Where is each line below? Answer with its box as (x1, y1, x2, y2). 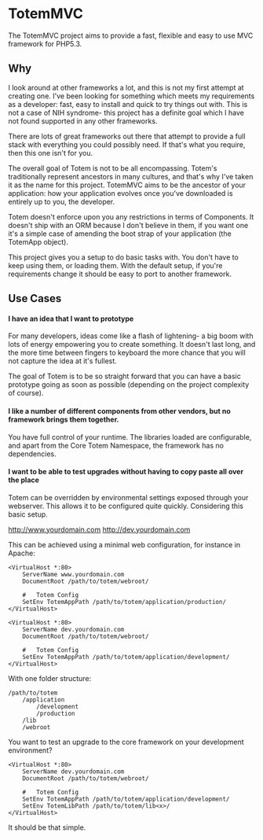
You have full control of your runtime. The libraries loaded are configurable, (8, 432, 252, 441)
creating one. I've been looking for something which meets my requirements (8, 91, 255, 101)
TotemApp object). (8, 237, 69, 246)
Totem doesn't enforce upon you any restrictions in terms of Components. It (8, 212, 254, 221)
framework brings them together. (8, 414, 119, 424)
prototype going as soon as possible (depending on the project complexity (8, 380, 250, 389)
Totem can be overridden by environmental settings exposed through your (8, 492, 249, 502)
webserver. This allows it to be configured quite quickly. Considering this (8, 501, 243, 510)
